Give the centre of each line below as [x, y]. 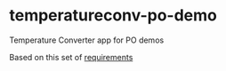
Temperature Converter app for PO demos [87, 40]
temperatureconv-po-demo [113, 16]
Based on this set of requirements [71, 57]
